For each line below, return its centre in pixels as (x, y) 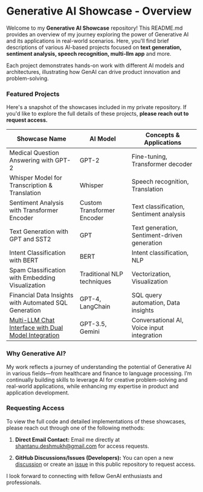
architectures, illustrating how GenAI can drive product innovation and (93, 71)
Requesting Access (35, 408)
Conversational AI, (157, 321)
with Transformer (34, 210)
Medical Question (34, 153)
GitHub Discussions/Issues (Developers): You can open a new (94, 457)
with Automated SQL (39, 303)
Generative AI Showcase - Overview (99, 11)
